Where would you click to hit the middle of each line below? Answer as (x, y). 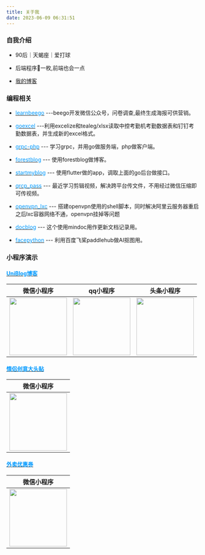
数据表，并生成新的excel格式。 (60, 134)
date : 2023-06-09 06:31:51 (41, 18)
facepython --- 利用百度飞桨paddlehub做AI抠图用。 (80, 240)
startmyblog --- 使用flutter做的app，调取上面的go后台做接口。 (94, 173)
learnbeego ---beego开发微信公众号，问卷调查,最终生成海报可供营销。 (105, 113)
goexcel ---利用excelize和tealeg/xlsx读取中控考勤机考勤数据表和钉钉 (102, 126)
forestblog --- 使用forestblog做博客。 (62, 159)
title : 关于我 (23, 12)
